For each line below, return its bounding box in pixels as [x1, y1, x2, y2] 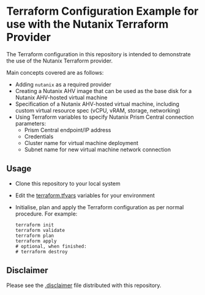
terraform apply [15, 237, 57, 244]
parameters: [15, 119, 47, 127]
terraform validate [15, 227, 65, 233]
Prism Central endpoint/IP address [24, 126, 111, 133]
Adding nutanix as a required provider [15, 81, 111, 88]
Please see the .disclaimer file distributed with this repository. [6, 282, 162, 289]
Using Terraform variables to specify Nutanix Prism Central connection [15, 113, 194, 121]
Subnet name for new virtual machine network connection [24, 146, 171, 153]
